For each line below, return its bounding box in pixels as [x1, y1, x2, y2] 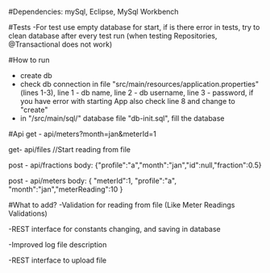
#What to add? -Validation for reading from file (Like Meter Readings [8, 201, 235, 209]
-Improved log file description [8, 240, 107, 249]
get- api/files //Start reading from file [8, 145, 131, 154]
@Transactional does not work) [8, 39, 113, 49]
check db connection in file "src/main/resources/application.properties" [19, 80, 260, 89]
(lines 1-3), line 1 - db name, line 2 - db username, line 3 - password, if [19, 88, 254, 97]
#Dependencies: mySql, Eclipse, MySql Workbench [8, 7, 179, 16]
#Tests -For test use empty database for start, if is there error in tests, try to [8, 23, 260, 31]
